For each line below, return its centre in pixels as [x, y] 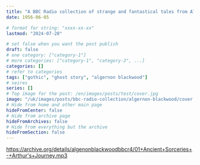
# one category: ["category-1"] [46, 55]
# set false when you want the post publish [62, 44]
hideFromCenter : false [34, 110]
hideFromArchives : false [37, 121]
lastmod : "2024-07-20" [34, 33]
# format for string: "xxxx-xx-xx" [50, 28]
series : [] [20, 88]
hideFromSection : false [36, 132]
